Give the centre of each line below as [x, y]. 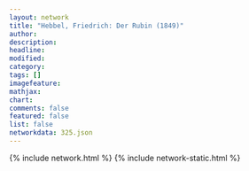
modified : [27, 58]
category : [27, 67]
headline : [27, 51]
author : [23, 34]
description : [33, 42]
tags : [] [25, 75]
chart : [21, 100]
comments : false [39, 108]
